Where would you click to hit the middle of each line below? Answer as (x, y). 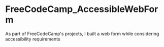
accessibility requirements (33, 39)
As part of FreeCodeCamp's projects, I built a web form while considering (82, 33)
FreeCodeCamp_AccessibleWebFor (82, 9)
